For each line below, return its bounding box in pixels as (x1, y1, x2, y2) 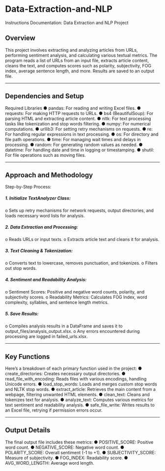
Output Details (5, 426, 51, 435)
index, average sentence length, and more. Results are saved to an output (5, 68, 155, 74)
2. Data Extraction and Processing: (5, 224, 79, 230)
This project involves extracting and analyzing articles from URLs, (5, 47, 138, 53)
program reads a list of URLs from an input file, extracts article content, (5, 58, 149, 63)
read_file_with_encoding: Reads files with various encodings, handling (5, 376, 147, 382)
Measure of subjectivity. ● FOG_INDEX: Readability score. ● (5, 455, 129, 461)
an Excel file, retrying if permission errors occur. (5, 407, 103, 413)
